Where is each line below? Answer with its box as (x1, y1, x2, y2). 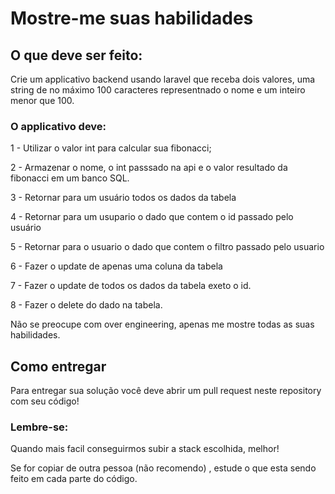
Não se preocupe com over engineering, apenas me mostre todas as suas (10, 318, 315, 331)
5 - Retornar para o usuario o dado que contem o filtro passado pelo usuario (10, 241, 325, 253)
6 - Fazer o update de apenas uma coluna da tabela (10, 260, 223, 272)
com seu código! (10, 395, 80, 407)
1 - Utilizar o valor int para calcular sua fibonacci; (10, 142, 212, 154)
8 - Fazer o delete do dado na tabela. (10, 299, 163, 311)
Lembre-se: (10, 420, 69, 434)
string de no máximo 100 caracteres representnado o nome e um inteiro (10, 84, 306, 96)
